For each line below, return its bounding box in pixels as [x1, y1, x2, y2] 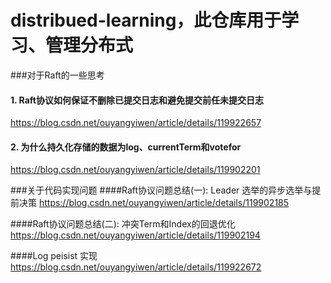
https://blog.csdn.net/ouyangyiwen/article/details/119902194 [10, 229, 261, 241]
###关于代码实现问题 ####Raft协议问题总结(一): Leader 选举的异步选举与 [10, 184, 313, 196]
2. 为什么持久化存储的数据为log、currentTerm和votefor [10, 141, 242, 153]
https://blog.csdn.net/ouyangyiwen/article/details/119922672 [10, 261, 262, 273]
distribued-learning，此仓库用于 [10, 9, 282, 32]
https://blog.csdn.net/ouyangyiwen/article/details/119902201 [10, 164, 261, 176]
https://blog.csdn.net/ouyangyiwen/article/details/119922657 [10, 117, 262, 129]
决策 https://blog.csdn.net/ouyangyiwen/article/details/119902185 [18, 197, 290, 209]
